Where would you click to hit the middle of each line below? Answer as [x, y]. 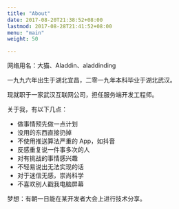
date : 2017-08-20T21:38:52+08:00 [55, 20]
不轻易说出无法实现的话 [50, 167]
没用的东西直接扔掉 [44, 133]
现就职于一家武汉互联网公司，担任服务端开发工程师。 [83, 95]
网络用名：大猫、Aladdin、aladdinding [62, 65]
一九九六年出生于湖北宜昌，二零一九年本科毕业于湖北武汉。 [92, 80]
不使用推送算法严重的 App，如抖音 [66, 141]
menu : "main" [26, 33]
